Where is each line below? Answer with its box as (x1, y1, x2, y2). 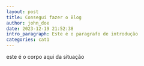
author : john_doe (6, 20, 50, 26)
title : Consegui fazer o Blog (6, 14, 82, 20)
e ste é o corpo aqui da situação (6, 53, 85, 60)
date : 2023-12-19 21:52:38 (6, 25, 74, 32)
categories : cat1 (6, 37, 50, 43)
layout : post (6, 8, 39, 15)
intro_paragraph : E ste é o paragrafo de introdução (6, 31, 138, 37)
